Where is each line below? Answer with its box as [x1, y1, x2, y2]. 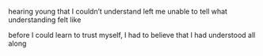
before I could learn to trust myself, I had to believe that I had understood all [8, 31, 256, 39]
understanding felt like [8, 15, 82, 24]
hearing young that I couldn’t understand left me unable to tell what [8, 7, 228, 16]
